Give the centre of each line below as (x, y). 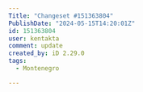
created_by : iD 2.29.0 (46, 53)
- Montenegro (38, 69)
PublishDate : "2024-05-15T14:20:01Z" (72, 23)
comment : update (36, 46)
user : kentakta (34, 38)
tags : (17, 61)
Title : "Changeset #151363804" (61, 16)
